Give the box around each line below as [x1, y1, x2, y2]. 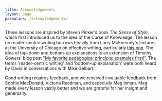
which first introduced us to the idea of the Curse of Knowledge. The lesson [5, 34, 157, 40]
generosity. [5, 90, 28, 96]
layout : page [5, 12, 32, 17]
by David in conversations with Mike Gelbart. [5, 66, 95, 71]
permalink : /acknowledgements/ [5, 16, 69, 21]
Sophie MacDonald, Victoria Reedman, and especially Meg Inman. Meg [5, 80, 147, 86]
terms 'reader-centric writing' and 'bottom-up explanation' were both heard [5, 60, 157, 66]
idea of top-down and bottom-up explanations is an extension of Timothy [5, 50, 152, 56]
